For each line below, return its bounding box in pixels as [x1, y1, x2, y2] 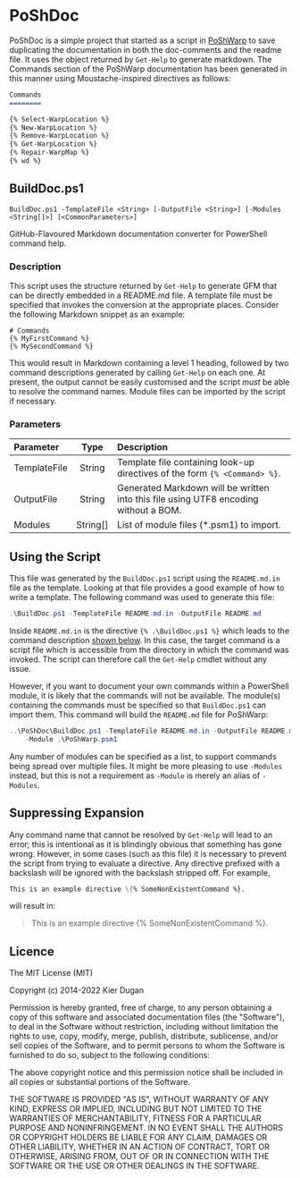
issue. [9, 664, 31, 674]
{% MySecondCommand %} [9, 342, 94, 352]
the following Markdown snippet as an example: [9, 309, 186, 320]
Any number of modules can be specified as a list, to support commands [9, 750, 277, 761]
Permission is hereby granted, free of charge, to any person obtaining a [9, 1003, 272, 1013]
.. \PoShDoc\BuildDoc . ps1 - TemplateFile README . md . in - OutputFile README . [9, 726, 290, 736]
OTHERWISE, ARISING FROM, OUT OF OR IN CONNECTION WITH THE [9, 1151, 270, 1162]
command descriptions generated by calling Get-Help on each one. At [9, 368, 266, 378]
